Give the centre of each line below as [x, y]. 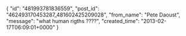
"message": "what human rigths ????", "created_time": [73, 21]
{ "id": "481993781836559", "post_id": [53, 9]
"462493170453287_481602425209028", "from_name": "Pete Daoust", [93, 15]
